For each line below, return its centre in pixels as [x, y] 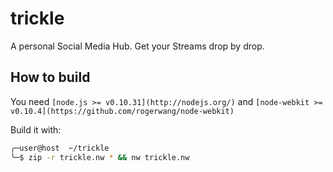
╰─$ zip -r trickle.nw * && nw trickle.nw [100, 157]
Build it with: [36, 129]
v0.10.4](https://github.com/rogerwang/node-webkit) [122, 111]
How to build [50, 77]
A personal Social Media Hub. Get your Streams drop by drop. [137, 46]
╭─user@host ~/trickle [60, 148]
